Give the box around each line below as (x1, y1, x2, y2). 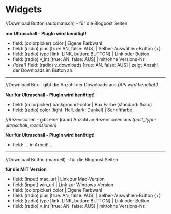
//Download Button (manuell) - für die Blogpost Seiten (5, 156, 119, 162)
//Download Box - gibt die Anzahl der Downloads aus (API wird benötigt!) (5, 81, 159, 87)
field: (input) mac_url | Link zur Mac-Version (12, 176, 105, 182)
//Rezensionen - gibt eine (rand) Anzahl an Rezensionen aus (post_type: (5, 116, 156, 123)
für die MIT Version (5, 166, 47, 172)
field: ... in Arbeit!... (12, 141, 53, 148)
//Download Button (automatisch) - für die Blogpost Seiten (5, 20, 128, 26)
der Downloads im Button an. (12, 67, 74, 73)
